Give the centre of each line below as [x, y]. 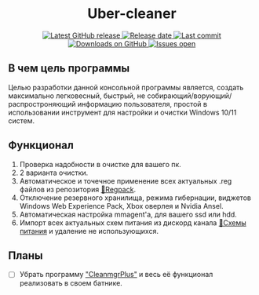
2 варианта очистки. [54, 173]
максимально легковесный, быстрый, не [77, 96]
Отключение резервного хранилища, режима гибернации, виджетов [135, 198]
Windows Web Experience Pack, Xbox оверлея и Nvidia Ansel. [121, 206]
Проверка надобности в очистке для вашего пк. [100, 164]
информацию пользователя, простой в [142, 104]
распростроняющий [42, 104]
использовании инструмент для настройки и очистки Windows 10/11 [122, 112]
